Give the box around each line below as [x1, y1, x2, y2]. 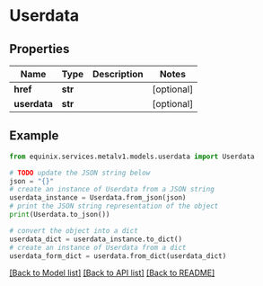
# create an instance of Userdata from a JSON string [9, 185, 215, 194]
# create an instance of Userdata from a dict [9, 243, 187, 252]
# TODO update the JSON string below [9, 168, 151, 177]
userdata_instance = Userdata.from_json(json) [9, 193, 187, 202]
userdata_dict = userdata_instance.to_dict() [9, 235, 182, 244]
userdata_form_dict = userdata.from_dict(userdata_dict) [9, 251, 227, 261]
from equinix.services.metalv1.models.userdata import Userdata [9, 152, 255, 161]
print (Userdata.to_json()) [9, 210, 110, 219]
